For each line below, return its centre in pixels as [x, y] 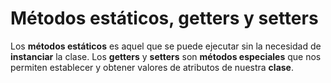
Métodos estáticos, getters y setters [164, 18]
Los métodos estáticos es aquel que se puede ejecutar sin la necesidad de [166, 46]
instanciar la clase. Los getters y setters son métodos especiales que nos [166, 56]
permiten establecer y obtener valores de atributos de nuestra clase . [152, 67]
